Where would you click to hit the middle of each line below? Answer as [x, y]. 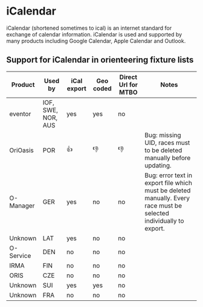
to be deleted [163, 150]
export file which [168, 183]
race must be [163, 206]
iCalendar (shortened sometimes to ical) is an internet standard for [89, 28]
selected [157, 213]
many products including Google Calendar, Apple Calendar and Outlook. [96, 41]
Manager [22, 206]
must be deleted [168, 191]
